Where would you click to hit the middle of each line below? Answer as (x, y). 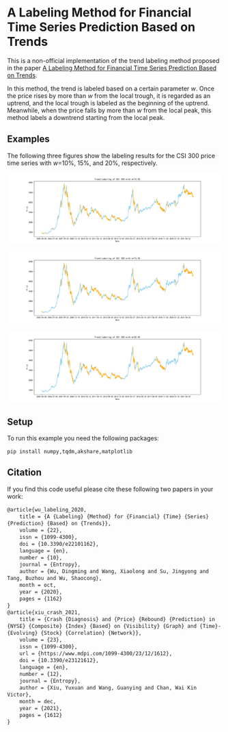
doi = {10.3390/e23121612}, (59, 660)
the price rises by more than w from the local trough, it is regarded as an (109, 96)
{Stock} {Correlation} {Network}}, (91, 633)
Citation (25, 473)
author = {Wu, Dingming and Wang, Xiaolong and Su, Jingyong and (114, 571)
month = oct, (38, 585)
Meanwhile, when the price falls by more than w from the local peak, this (109, 110)
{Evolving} (23, 633)
